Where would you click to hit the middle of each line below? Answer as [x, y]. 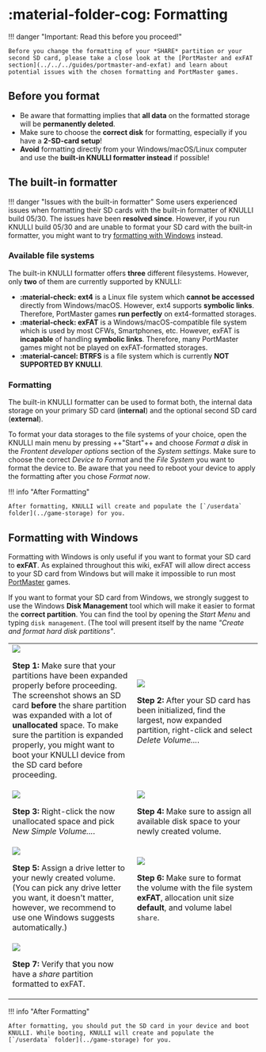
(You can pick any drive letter [66, 888]
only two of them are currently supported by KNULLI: [95, 281]
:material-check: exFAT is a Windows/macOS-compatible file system [133, 322]
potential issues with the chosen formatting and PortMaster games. [123, 72]
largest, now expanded [180, 720]
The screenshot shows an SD [66, 695]
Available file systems [51, 255]
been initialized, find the [181, 710]
